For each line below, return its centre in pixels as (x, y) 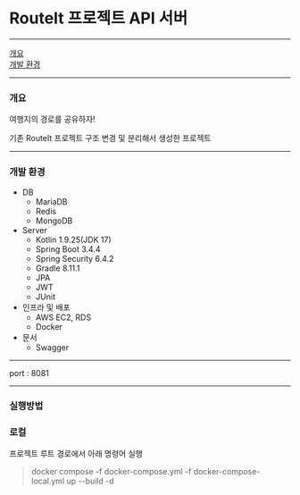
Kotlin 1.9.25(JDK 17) (73, 239)
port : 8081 (29, 373)
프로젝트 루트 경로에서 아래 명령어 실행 (76, 453)
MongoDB (54, 221)
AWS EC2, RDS (63, 317)
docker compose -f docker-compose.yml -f (111, 471)
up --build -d (90, 481)
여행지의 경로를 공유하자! (52, 119)
